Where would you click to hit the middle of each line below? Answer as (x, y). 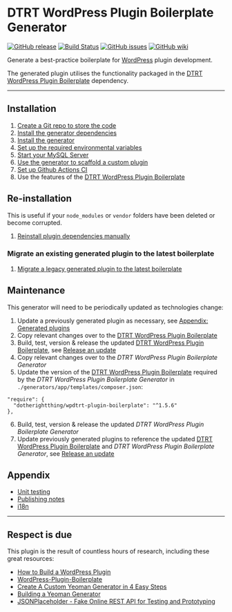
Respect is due (40, 534)
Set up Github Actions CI (52, 169)
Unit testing (33, 492)
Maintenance (36, 290)
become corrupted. (35, 222)
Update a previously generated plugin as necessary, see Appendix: (113, 321)
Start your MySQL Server (53, 155)
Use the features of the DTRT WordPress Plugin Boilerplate (101, 177)
